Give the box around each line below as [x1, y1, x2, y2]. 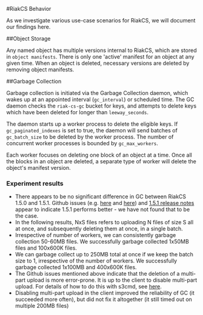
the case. [15, 212, 39, 219]
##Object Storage [6, 35, 51, 42]
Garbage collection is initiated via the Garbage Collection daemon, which [6, 89, 188, 96]
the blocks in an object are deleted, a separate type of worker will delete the [6, 158, 197, 165]
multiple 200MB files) [15, 302, 69, 310]
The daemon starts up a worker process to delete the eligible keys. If [6, 120, 178, 128]
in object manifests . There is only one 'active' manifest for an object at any [6, 53, 195, 60]
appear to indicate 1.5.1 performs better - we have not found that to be [15, 206, 190, 213]
